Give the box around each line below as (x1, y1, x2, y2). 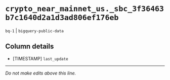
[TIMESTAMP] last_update (12, 55, 68, 61)
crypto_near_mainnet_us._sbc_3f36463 (5, 4, 164, 14)
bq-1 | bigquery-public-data (5, 27, 64, 34)
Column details (5, 42, 54, 51)
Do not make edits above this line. (5, 70, 76, 76)
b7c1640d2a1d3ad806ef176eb (5, 13, 119, 23)
